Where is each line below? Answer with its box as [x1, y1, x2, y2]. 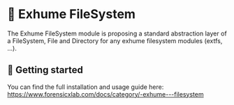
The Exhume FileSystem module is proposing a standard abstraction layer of [7, 29, 227, 38]
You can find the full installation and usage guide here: [7, 83, 164, 91]
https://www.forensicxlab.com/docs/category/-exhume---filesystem [7, 90, 204, 98]
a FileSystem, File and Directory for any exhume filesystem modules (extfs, [7, 36, 223, 45]
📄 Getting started [7, 64, 84, 76]
